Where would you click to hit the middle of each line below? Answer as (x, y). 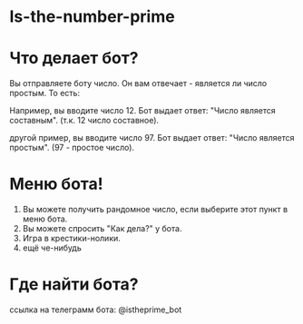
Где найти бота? (74, 285)
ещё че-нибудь (52, 248)
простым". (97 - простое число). (72, 148)
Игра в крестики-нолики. (71, 239)
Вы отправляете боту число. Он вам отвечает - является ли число (138, 83)
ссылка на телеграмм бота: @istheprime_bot (96, 309)
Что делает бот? (74, 59)
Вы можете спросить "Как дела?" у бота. (102, 229)
